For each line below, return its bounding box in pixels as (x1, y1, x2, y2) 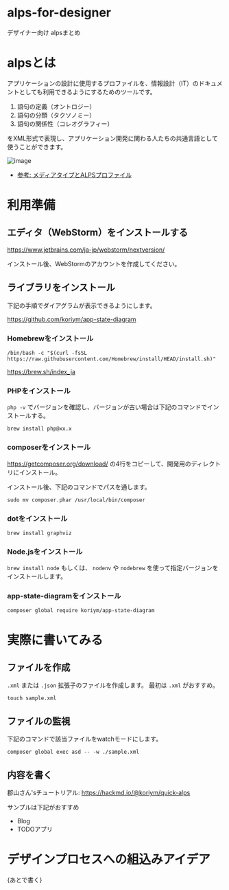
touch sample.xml (7, 695, 57, 702)
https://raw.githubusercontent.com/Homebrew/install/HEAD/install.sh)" (7, 356, 216, 362)
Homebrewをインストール (7, 334, 94, 343)
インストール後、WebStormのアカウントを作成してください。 (7, 259, 181, 268)
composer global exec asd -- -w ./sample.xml (7, 748, 139, 756)
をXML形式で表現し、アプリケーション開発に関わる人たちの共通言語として (7, 134, 218, 142)
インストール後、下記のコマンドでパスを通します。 (7, 483, 151, 491)
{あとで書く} (7, 876, 43, 884)
